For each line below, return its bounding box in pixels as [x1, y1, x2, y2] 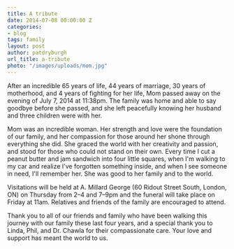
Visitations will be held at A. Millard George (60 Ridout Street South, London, [7, 183, 227, 191]
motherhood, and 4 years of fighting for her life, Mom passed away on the [7, 89, 221, 97]
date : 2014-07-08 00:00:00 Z [7, 17, 92, 24]
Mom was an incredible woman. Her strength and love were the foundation [7, 124, 222, 133]
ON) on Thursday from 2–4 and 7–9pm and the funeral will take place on [7, 190, 215, 199]
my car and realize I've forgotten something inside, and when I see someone [7, 162, 228, 170]
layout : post [7, 43, 45, 50]
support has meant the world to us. [7, 234, 108, 242]
